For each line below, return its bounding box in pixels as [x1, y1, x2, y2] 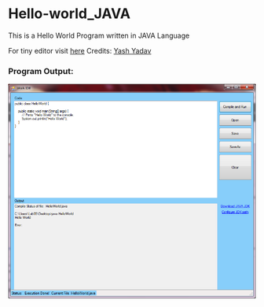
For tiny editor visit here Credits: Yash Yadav [8, 46, 152, 55]
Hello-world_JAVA [8, 5, 131, 23]
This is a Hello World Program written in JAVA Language [8, 31, 190, 40]
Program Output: [8, 65, 74, 76]
